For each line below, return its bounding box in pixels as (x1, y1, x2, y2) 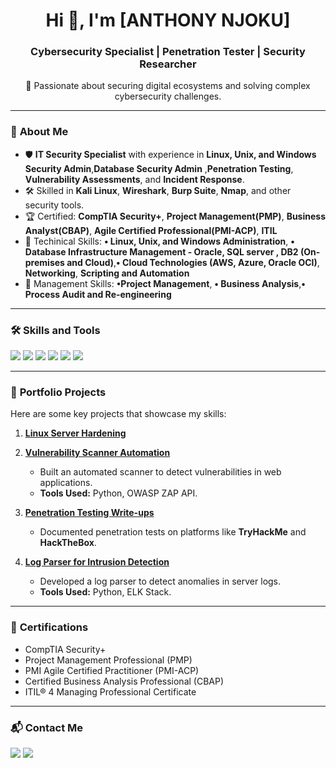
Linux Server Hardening (24, 427, 127, 439)
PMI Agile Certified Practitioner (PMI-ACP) (24, 664, 200, 676)
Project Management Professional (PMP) (24, 654, 193, 666)
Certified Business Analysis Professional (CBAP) (24, 675, 225, 687)
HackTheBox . (39, 537, 97, 549)
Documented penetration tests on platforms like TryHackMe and (39, 526, 307, 538)
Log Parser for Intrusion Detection (24, 556, 170, 568)
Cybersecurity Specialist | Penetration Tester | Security (30, 45, 306, 59)
